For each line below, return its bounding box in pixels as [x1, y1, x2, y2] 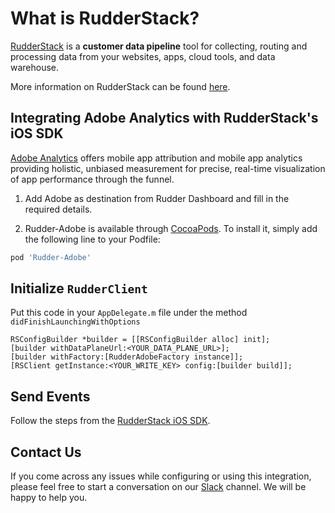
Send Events [10, 388, 91, 405]
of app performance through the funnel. [10, 173, 175, 185]
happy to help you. [10, 492, 88, 504]
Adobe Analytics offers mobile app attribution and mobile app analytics [10, 152, 303, 164]
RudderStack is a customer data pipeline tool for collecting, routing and [10, 40, 308, 52]
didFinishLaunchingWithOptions [10, 317, 141, 327]
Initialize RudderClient [10, 280, 148, 297]
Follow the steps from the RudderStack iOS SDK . [10, 415, 211, 427]
